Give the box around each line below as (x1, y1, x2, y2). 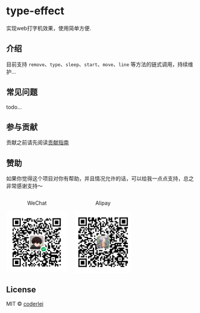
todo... (6, 103, 22, 111)
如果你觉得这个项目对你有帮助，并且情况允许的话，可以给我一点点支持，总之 (6, 175, 194, 182)
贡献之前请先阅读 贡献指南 (6, 139, 69, 146)
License (6, 284, 36, 295)
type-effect (6, 4, 64, 18)
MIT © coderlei (6, 301, 43, 308)
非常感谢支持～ (6, 183, 43, 190)
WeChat (27, 199, 47, 206)
